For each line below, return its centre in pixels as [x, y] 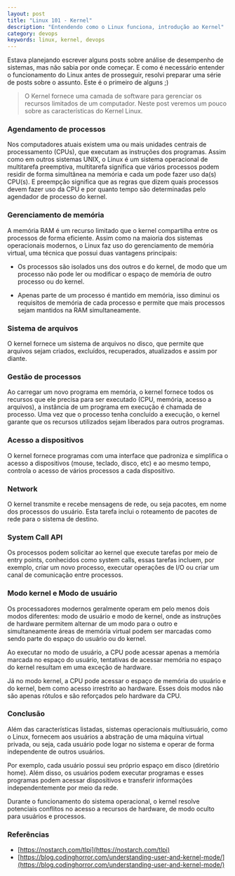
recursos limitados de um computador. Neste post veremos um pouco [125, 103]
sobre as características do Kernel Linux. [83, 111]
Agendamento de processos [56, 129]
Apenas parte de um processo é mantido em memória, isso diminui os [118, 295]
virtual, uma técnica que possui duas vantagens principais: [92, 253]
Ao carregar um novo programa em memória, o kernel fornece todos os [110, 392]
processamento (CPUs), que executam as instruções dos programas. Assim [117, 152]
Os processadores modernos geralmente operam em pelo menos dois [109, 609]
